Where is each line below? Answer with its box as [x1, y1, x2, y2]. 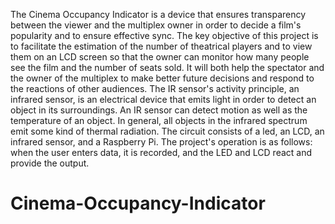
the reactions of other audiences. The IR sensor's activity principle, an [10, 83, 300, 94]
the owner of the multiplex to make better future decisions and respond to [10, 72, 315, 84]
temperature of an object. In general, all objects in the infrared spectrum [10, 115, 308, 126]
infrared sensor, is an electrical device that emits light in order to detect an [10, 94, 317, 105]
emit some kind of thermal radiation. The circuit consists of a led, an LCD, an [10, 125, 325, 137]
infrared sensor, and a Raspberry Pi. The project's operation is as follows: [10, 136, 313, 148]
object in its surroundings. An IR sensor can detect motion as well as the [10, 104, 308, 116]
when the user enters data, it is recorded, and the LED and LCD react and [10, 147, 313, 158]
